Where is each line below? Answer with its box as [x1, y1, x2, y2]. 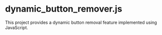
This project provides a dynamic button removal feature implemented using [5, 19, 157, 25]
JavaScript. [5, 24, 28, 30]
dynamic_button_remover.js [5, 3, 123, 15]
